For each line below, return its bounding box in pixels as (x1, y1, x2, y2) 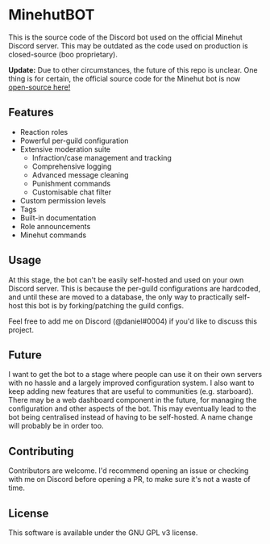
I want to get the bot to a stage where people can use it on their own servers (8, 370, 263, 379)
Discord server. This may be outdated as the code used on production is (8, 40, 248, 50)
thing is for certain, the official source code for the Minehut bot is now (8, 73, 241, 83)
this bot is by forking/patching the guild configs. (24, 300, 184, 310)
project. (8, 324, 35, 334)
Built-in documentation (19, 212, 97, 223)
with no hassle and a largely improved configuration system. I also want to (8, 378, 255, 388)
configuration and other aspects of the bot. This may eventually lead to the (8, 404, 256, 413)
